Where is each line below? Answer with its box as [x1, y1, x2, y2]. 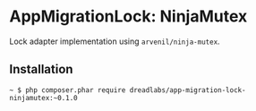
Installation [9, 62, 73, 77]
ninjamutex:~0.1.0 [9, 93, 78, 102]
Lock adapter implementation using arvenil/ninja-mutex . [9, 36, 221, 47]
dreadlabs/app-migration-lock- [129, 85, 246, 95]
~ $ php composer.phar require [9, 85, 126, 95]
